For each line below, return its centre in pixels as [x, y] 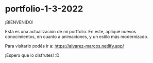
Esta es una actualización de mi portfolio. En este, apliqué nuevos [71, 31]
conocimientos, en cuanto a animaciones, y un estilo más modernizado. [77, 37]
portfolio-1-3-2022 [44, 9]
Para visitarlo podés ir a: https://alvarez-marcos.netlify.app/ [65, 46]
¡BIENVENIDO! [19, 22]
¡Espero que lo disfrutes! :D [32, 55]
